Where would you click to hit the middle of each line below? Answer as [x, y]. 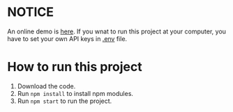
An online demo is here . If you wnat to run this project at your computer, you [117, 31]
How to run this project [75, 67]
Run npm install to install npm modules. [75, 93]
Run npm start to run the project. [65, 101]
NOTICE [31, 12]
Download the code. [46, 86]
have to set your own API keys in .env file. [67, 38]
